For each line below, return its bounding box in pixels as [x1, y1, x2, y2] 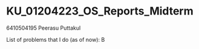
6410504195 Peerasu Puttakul [6, 24, 81, 31]
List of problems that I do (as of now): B [6, 36, 105, 43]
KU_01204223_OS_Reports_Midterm [6, 4, 194, 18]
